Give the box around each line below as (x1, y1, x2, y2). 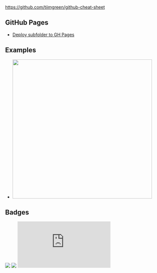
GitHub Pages (5, 18, 49, 27)
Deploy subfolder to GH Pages (12, 32, 75, 38)
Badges (5, 208, 29, 217)
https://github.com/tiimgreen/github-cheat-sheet (5, 4, 105, 10)
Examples (5, 46, 36, 54)
